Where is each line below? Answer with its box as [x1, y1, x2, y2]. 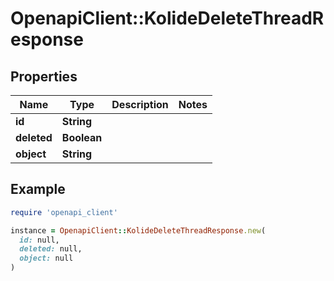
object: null [19, 253, 74, 264]
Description [111, 98, 169, 111]
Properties [10, 68, 78, 85]
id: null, [19, 235, 60, 245]
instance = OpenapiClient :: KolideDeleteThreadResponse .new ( [10, 225, 267, 236]
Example [10, 181, 66, 198]
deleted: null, [19, 244, 83, 254]
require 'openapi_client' [10, 207, 118, 217]
